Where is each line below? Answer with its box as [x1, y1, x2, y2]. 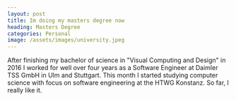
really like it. [7, 86, 42, 95]
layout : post [7, 10, 46, 18]
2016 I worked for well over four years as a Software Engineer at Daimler [7, 64, 218, 72]
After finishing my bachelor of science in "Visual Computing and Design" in [7, 56, 226, 64]
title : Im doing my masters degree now [7, 17, 125, 24]
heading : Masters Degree [7, 23, 81, 30]
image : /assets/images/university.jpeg [7, 37, 125, 44]
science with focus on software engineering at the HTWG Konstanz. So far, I [7, 78, 230, 87]
